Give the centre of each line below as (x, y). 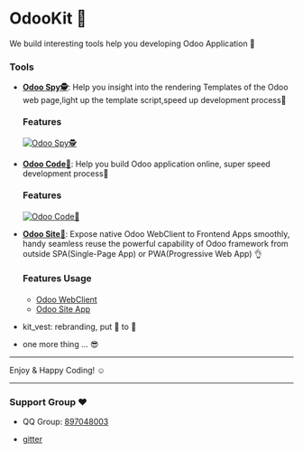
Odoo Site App (63, 309)
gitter (32, 439)
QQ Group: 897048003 (65, 422)
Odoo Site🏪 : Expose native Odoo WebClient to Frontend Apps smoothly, (156, 233)
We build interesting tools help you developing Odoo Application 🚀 (132, 43)
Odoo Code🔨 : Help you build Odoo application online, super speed (146, 164)
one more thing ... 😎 (60, 344)
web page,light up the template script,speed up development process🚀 (154, 100)
